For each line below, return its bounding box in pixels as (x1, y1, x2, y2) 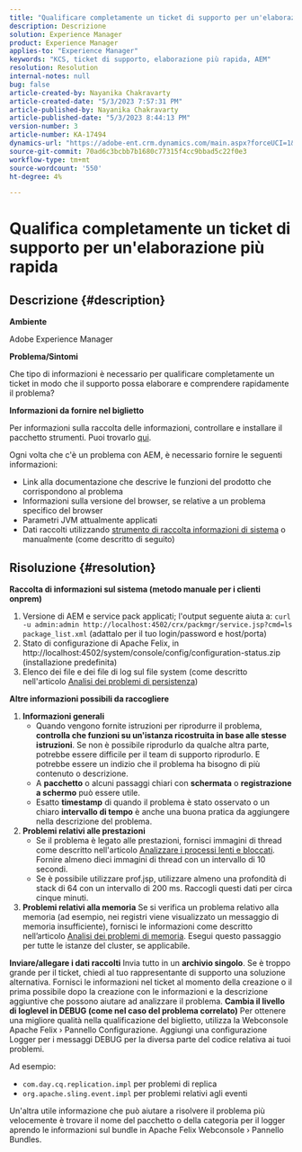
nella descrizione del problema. (35, 816, 153, 827)
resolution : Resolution (9, 64, 99, 73)
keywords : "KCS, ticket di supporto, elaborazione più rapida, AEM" (9, 55, 271, 64)
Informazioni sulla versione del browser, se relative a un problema (22, 496, 266, 506)
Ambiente (9, 317, 48, 327)
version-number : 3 (9, 122, 78, 131)
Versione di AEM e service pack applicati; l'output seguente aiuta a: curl (22, 611, 291, 621)
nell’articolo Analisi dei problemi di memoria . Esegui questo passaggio (22, 931, 281, 942)
